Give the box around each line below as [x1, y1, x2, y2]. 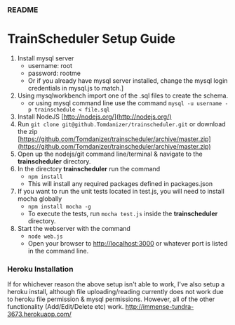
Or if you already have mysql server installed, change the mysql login [27, 76, 228, 85]
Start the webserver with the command [17, 224, 131, 232]
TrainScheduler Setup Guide [7, 31, 176, 47]
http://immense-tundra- [125, 303, 194, 311]
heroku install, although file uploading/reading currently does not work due [7, 288, 224, 296]
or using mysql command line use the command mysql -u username [27, 98, 222, 107]
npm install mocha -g [27, 203, 91, 210]
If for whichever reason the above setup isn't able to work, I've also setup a [7, 280, 225, 288]
